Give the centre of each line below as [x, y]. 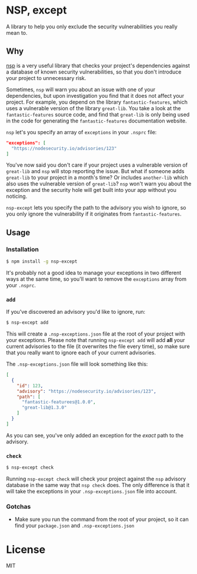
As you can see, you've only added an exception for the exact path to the [95, 435]
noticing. [17, 196]
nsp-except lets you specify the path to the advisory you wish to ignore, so [96, 208]
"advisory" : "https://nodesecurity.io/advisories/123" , [87, 391]
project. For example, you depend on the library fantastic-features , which [97, 102]
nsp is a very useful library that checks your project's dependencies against [98, 65]
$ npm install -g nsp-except [42, 262]
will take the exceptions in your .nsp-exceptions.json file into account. [92, 492]
